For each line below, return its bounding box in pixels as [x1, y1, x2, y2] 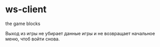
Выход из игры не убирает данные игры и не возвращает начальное [5, 30, 155, 36]
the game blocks [5, 20, 41, 27]
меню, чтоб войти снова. [5, 36, 60, 42]
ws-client [5, 4, 47, 15]
